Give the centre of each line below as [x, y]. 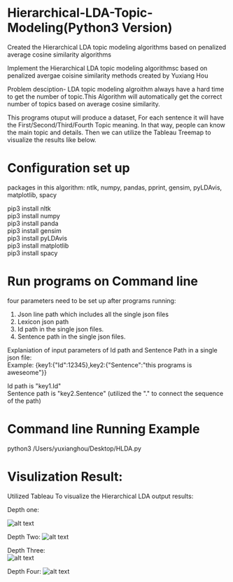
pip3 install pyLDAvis [37, 238]
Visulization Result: [65, 476]
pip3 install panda [33, 223]
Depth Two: [24, 537]
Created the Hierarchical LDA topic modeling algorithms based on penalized [117, 47]
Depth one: [23, 509]
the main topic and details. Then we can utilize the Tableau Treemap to [109, 132]
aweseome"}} [27, 372]
